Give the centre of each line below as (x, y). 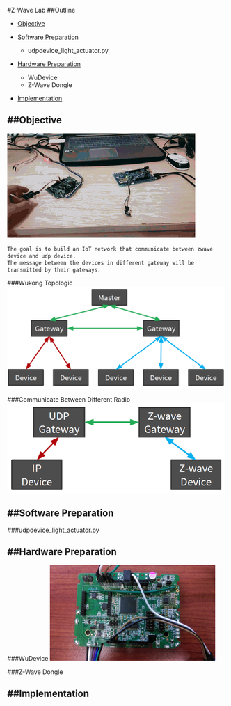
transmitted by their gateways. (54, 270)
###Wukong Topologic (40, 283)
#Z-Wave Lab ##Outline (41, 10)
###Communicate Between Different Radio (69, 400)
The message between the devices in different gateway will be (101, 263)
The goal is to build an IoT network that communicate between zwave (110, 249)
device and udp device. (42, 256)
